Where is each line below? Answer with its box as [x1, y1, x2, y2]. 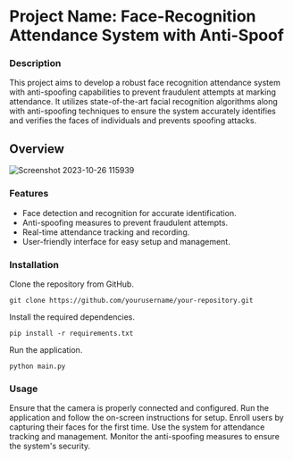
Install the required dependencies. [9, 311, 136, 322]
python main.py [9, 362, 66, 371]
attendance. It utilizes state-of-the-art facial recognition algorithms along [9, 96, 279, 107]
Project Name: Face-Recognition [9, 6, 256, 27]
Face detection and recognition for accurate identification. [21, 207, 237, 218]
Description [9, 57, 62, 70]
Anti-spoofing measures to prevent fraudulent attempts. [21, 217, 229, 228]
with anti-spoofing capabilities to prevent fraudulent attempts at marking [9, 87, 277, 97]
